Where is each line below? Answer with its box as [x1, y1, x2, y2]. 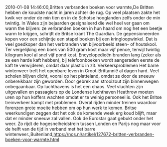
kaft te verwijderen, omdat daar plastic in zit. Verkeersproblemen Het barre [5, 62, 159, 68]
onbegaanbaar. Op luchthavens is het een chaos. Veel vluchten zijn [5, 84, 143, 89]
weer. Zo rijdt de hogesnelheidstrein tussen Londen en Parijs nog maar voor [5, 121, 161, 127]
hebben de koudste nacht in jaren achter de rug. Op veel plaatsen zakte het [5, 9, 161, 15]
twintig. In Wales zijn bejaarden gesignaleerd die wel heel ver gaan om [5, 20, 150, 26]
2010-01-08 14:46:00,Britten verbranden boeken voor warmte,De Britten [5, 4, 154, 10]
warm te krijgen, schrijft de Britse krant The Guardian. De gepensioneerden [5, 31, 160, 36]
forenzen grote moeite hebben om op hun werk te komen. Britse [5, 105, 137, 111]
